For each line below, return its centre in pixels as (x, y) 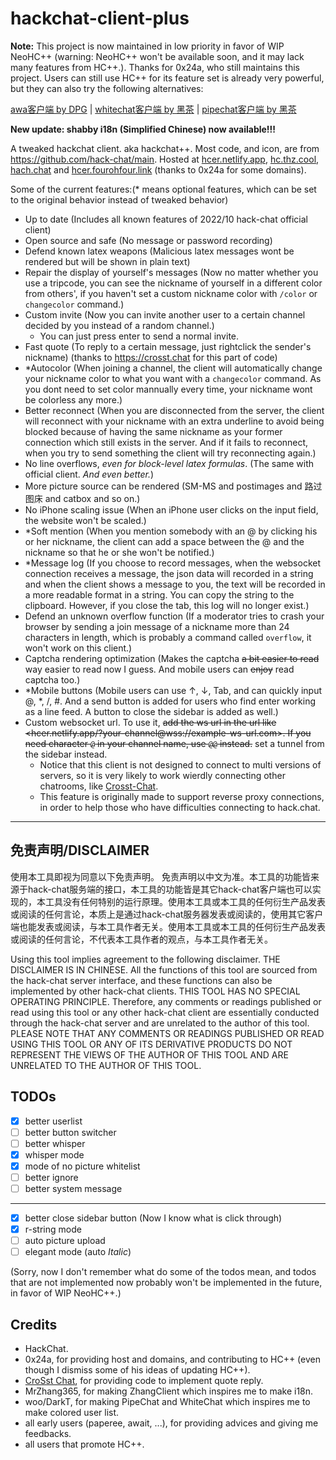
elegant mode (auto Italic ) (78, 1252)
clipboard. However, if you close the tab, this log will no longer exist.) (167, 605)
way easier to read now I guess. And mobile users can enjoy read (159, 669)
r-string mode (53, 1229)
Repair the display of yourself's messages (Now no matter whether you (171, 272)
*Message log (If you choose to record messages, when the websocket (173, 563)
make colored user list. (72, 1413)
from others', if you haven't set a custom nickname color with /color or (171, 293)
